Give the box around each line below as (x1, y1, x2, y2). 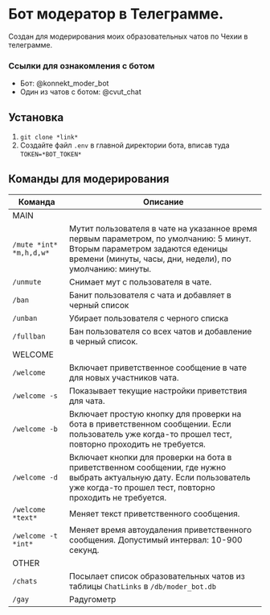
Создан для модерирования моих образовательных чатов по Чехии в (8, 31, 248, 41)
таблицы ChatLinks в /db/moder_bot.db (69, 580, 217, 592)
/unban (12, 314, 38, 322)
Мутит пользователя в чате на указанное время (69, 222, 258, 234)
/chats (12, 576, 38, 585)
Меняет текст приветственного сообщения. (69, 508, 240, 519)
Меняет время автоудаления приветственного (69, 524, 252, 535)
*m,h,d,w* (12, 247, 50, 257)
